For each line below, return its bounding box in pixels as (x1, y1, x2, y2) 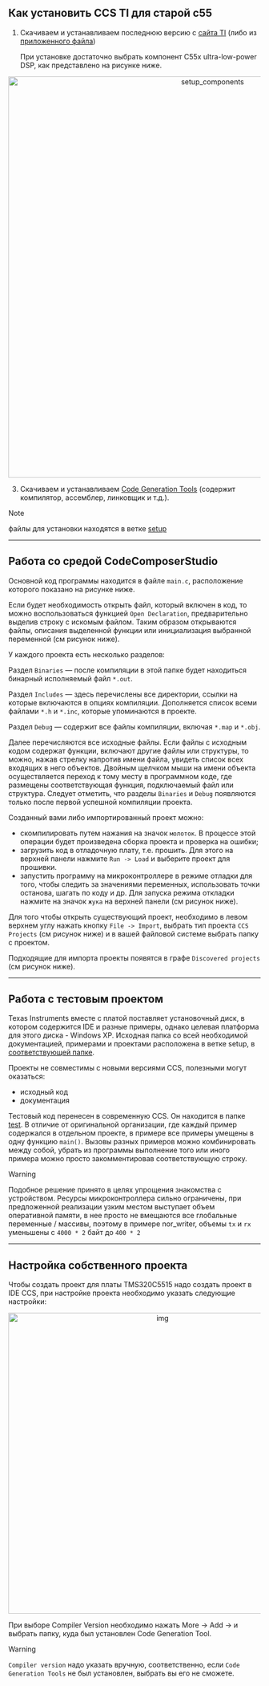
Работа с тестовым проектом (8, 993, 164, 1006)
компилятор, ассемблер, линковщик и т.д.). (19, 493, 170, 502)
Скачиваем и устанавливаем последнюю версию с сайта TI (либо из (19, 27, 258, 37)
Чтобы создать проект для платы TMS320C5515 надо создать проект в (8, 1280, 252, 1290)
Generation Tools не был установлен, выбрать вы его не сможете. (8, 1668, 235, 1678)
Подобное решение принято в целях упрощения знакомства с (8, 1185, 222, 1195)
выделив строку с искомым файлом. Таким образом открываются (8, 617, 237, 627)
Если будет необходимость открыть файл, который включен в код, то (8, 599, 247, 609)
